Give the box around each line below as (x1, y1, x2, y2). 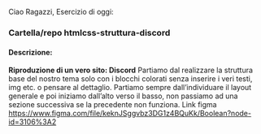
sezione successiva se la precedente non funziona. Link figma (8, 100, 217, 110)
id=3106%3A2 (8, 117, 57, 127)
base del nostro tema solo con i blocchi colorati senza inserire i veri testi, (8, 74, 253, 84)
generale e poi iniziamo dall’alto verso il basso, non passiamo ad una (8, 91, 238, 101)
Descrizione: (8, 47, 53, 57)
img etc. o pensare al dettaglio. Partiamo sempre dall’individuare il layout (8, 83, 252, 93)
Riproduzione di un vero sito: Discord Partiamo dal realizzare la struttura (8, 65, 254, 76)
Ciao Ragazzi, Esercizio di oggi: (8, 7, 114, 16)
